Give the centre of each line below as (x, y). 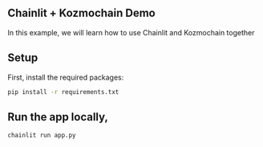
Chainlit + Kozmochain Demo (81, 13)
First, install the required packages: (66, 77)
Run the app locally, (58, 117)
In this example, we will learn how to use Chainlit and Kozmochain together (131, 32)
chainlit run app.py (42, 136)
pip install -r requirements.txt (63, 92)
